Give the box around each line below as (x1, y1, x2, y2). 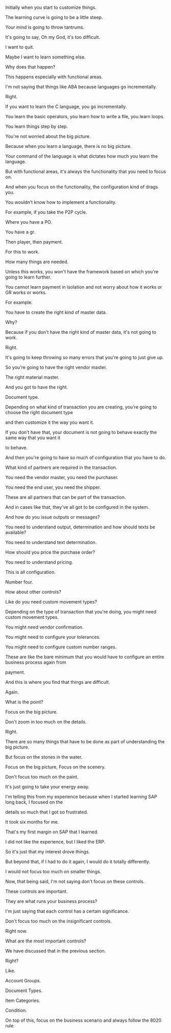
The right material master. (5, 374, 60, 380)
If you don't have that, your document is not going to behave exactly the (5, 429, 157, 435)
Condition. (5, 1007, 27, 1013)
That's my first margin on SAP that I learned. (5, 829, 99, 835)
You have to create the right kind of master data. (5, 309, 107, 315)
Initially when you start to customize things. (5, 5, 97, 10)
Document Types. (5, 987, 43, 994)
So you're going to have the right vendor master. (5, 364, 107, 370)
